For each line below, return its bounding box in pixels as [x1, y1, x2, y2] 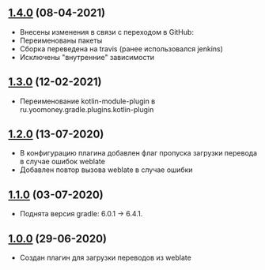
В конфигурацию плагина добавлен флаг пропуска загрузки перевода [19, 148, 258, 158]
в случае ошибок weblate [19, 157, 105, 167]
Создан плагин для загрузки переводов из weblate [19, 253, 191, 263]
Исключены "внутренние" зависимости [19, 52, 154, 62]
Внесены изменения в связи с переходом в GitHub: [19, 27, 194, 36]
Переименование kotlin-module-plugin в [19, 96, 156, 106]
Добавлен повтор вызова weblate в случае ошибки [19, 165, 193, 174]
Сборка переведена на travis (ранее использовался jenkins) [19, 43, 224, 54]
